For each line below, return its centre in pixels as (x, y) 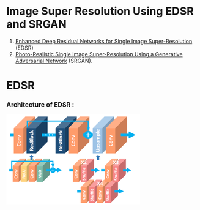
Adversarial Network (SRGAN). (54, 61)
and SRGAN (37, 24)
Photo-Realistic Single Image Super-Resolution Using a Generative (99, 54)
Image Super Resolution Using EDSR (100, 11)
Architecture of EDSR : (40, 105)
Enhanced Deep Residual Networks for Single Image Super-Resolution (104, 41)
